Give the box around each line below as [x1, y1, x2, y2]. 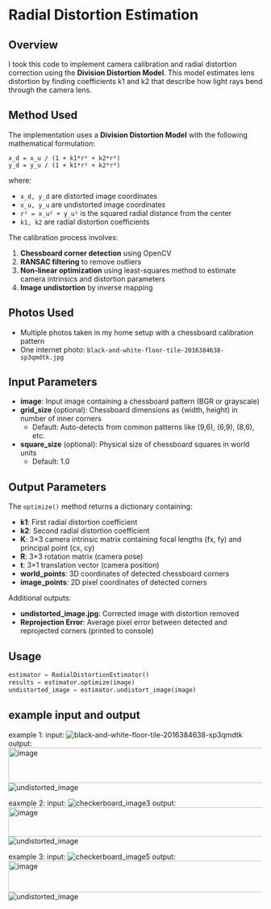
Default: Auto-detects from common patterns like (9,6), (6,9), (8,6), [31, 422, 255, 432]
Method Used [8, 108, 78, 122]
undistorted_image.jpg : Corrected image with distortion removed [19, 609, 240, 619]
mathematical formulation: [8, 138, 95, 148]
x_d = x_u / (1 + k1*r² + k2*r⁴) [8, 154, 121, 163]
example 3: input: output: [8, 852, 176, 861]
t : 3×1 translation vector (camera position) [19, 560, 160, 570]
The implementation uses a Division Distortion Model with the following [8, 129, 248, 139]
